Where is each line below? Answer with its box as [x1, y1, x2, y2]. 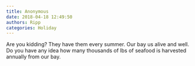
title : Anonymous [6, 8, 49, 15]
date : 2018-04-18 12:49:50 [6, 14, 73, 20]
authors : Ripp [6, 19, 41, 25]
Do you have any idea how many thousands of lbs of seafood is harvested [6, 47, 187, 54]
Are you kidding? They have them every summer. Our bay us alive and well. [6, 41, 190, 48]
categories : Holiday [6, 25, 57, 31]
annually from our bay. [6, 53, 61, 60]
